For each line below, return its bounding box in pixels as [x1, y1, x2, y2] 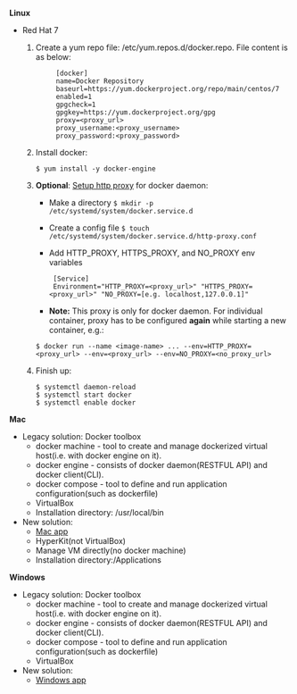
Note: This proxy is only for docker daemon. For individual [48, 305, 263, 316]
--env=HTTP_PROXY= [183, 342, 252, 351]
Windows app [35, 674, 87, 685]
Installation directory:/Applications [35, 555, 162, 565]
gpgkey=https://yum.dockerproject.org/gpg [55, 108, 216, 117]
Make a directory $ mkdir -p [48, 197, 154, 208]
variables [48, 257, 83, 267]
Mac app [35, 526, 69, 537]
